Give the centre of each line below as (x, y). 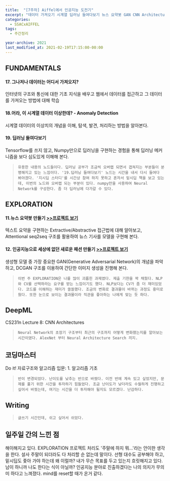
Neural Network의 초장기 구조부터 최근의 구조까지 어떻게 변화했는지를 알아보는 (90, 333)
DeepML (19, 310)
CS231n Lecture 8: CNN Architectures (45, 322)
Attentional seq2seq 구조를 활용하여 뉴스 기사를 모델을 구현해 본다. (72, 237)
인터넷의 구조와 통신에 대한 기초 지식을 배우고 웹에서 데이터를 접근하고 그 (77, 94)
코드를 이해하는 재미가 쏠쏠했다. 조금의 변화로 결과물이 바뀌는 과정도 (88, 289)
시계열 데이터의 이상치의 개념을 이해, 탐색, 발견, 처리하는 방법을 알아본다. (77, 125)
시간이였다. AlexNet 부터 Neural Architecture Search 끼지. (78, 338)
